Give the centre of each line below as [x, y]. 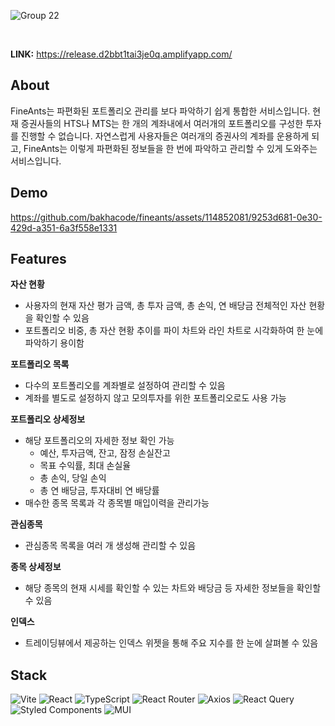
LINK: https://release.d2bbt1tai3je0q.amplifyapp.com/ [121, 54]
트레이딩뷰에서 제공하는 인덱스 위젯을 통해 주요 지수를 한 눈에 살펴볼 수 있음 [171, 643]
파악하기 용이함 [54, 343]
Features [38, 259]
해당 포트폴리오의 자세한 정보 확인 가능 [99, 441]
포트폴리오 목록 [40, 364]
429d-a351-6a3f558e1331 [64, 227]
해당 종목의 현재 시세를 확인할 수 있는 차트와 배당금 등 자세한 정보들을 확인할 [173, 588]
